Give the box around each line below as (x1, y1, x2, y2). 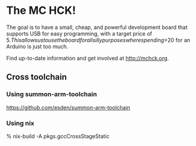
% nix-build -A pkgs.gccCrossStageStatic (6, 132, 110, 139)
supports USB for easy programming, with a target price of (6, 30, 153, 37)
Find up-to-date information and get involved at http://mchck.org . (6, 54, 169, 62)
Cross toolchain (6, 72, 68, 82)
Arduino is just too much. (6, 43, 68, 50)
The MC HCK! (6, 4, 77, 17)
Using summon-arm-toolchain (6, 90, 98, 98)
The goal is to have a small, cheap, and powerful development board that (6, 24, 188, 31)
